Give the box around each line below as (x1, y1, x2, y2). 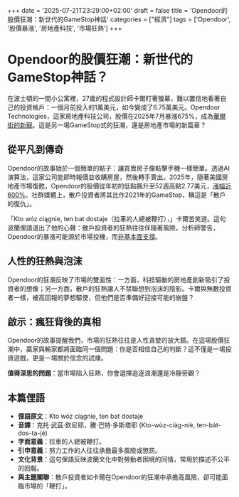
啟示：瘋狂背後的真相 (7, 316, 101, 328)
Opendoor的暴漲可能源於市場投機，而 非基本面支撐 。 (7, 232, 162, 240)
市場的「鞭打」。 (23, 482, 71, 491)
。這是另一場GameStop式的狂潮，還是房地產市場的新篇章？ (32, 120, 207, 129)
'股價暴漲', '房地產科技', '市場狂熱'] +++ (7, 24, 122, 32)
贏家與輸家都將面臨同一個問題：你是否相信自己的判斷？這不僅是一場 (26, 345, 225, 353)
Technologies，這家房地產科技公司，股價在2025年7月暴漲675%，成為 (7, 112, 214, 120)
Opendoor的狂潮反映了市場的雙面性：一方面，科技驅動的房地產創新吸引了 (7, 275, 224, 284)
